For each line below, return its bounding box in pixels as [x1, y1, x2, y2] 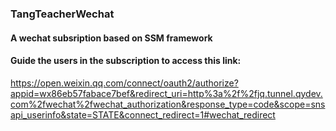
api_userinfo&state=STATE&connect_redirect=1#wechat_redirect [10, 108, 276, 121]
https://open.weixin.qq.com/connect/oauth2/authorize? [10, 77, 239, 89]
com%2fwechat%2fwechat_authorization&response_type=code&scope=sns [10, 98, 326, 110]
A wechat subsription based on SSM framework [10, 32, 213, 44]
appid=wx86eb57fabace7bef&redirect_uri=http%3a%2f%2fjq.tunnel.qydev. [10, 87, 323, 99]
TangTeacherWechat [10, 7, 115, 21]
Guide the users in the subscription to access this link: [10, 55, 242, 67]
